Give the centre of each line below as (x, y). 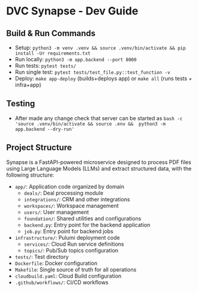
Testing (21, 104)
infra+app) (28, 85)
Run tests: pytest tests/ (46, 65)
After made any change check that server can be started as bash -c (99, 118)
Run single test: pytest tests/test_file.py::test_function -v (92, 72)
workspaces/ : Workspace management (71, 205)
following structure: (30, 175)
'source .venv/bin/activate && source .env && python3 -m (90, 124)
